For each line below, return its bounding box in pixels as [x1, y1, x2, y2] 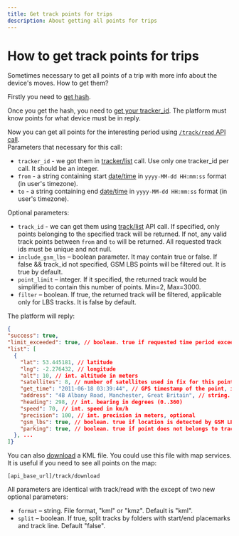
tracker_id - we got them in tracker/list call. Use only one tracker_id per [17, 157, 229, 165]
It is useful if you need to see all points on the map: [7, 459, 157, 468]
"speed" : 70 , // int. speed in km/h [20, 405, 129, 412]
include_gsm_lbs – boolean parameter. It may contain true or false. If [17, 252, 218, 261]
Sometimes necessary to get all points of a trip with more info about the [7, 71, 218, 80]
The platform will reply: [7, 311, 75, 321]
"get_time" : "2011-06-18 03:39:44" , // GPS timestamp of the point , [20, 386, 228, 393]
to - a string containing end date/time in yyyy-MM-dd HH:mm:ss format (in [17, 187, 228, 196]
